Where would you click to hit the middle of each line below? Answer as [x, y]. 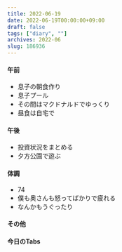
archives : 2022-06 [34, 40]
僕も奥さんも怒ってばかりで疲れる [67, 198]
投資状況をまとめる [45, 147]
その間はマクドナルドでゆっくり [63, 104]
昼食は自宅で [36, 113]
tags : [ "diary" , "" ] [38, 33]
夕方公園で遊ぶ [39, 156]
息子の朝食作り [39, 87]
